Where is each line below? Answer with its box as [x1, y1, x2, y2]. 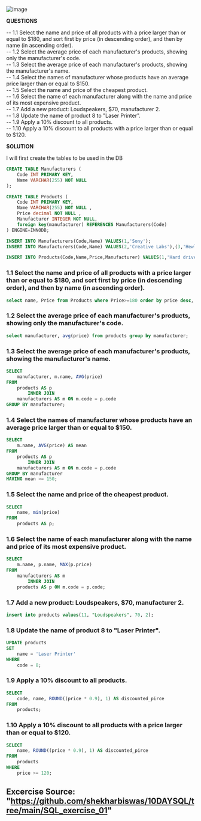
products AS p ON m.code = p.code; [17, 584, 106, 590]
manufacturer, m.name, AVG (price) [17, 373, 103, 380]
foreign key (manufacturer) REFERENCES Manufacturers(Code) [17, 221, 167, 228]
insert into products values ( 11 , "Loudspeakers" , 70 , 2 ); [6, 612, 154, 618]
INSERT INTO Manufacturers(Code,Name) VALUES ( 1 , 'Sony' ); [6, 238, 151, 244]
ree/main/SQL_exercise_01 [6, 805, 108, 816]
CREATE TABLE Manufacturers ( [6, 166, 82, 172]
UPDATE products [6, 640, 47, 646]
